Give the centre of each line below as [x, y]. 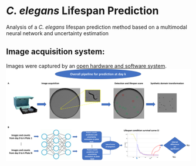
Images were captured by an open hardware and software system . [87, 66]
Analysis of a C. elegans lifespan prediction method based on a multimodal [97, 27]
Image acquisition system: [55, 52]
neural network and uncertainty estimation [58, 33]
